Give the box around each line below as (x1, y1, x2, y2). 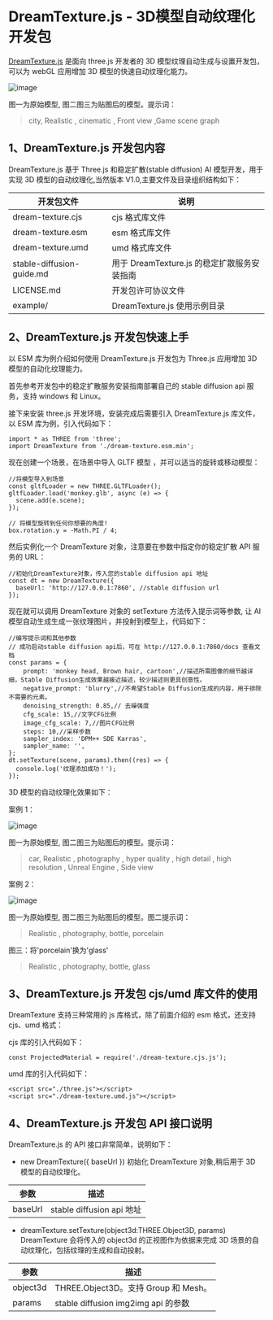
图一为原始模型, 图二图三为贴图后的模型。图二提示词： (8, 912, 191, 921)
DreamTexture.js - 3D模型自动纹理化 (8, 7, 256, 26)
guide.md (12, 268, 49, 279)
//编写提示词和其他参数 (8, 634, 77, 643)
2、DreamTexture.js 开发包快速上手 (8, 330, 189, 344)
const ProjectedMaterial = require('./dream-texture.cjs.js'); (8, 1054, 227, 1062)
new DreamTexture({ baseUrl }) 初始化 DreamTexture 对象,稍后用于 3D (19, 1157, 256, 1167)
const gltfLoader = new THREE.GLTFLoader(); (8, 481, 162, 490)
